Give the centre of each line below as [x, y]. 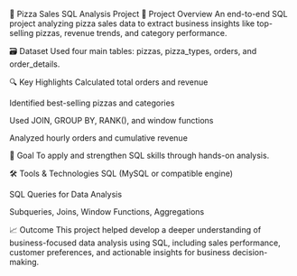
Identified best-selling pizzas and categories [92, 103]
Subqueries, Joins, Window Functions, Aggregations [107, 212]
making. [24, 262]
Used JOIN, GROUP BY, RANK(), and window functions [111, 120]
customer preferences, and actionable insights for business [120, 252]
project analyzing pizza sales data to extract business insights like [132, 23]
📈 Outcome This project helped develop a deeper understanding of [135, 230]
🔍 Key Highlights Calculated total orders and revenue [109, 82]
